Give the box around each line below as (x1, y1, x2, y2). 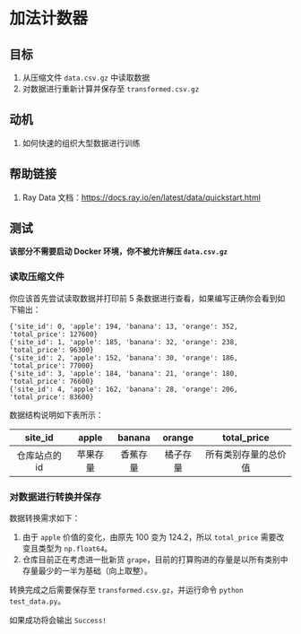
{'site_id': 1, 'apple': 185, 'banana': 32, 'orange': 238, (9, 337, 239, 346)
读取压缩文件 (9, 271, 65, 283)
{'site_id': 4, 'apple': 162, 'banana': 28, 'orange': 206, (9, 385, 239, 394)
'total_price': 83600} (9, 392, 94, 402)
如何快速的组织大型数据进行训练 (21, 137, 141, 148)
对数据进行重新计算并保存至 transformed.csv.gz (21, 83, 200, 94)
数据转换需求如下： (9, 513, 81, 524)
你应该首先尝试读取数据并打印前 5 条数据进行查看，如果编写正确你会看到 (9, 292, 278, 303)
